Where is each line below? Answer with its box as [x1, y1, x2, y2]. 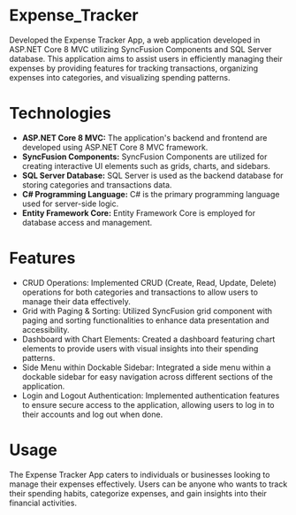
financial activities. [9, 497, 78, 508]
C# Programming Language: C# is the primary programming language [21, 188, 280, 199]
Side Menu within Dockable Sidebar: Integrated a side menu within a [21, 362, 271, 373]
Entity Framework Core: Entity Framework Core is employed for [21, 207, 256, 218]
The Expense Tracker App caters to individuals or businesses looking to [9, 469, 270, 480]
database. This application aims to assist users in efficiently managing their [9, 53, 283, 64]
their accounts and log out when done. [21, 409, 163, 419]
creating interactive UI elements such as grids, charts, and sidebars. [21, 160, 271, 171]
